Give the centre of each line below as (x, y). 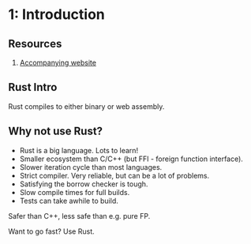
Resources (35, 44)
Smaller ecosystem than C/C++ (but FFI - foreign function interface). (131, 159)
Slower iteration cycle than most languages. (91, 167)
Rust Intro (33, 87)
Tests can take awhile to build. (69, 201)
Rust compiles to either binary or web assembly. (86, 106)
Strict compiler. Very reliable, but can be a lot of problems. (114, 175)
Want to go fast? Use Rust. (51, 231)
